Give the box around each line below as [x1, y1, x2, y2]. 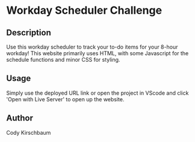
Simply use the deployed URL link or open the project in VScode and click [6, 89, 189, 96]
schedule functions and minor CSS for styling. [6, 56, 120, 63]
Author [6, 113, 33, 123]
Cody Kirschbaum [6, 129, 51, 136]
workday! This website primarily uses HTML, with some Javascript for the [6, 50, 189, 57]
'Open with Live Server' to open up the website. [6, 95, 125, 102]
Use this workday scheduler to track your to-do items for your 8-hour [6, 43, 178, 50]
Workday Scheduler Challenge [6, 4, 162, 17]
